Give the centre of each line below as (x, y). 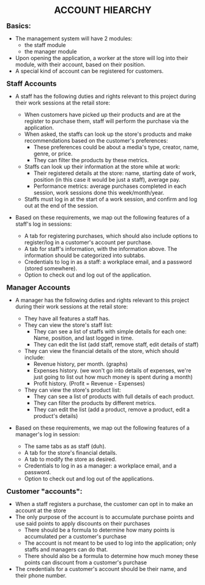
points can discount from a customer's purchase (85, 562)
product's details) (56, 415)
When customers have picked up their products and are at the (102, 114)
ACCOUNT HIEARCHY (103, 10)
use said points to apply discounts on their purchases (83, 523)
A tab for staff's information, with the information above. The (101, 248)
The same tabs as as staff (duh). (65, 446)
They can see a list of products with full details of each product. (114, 396)
